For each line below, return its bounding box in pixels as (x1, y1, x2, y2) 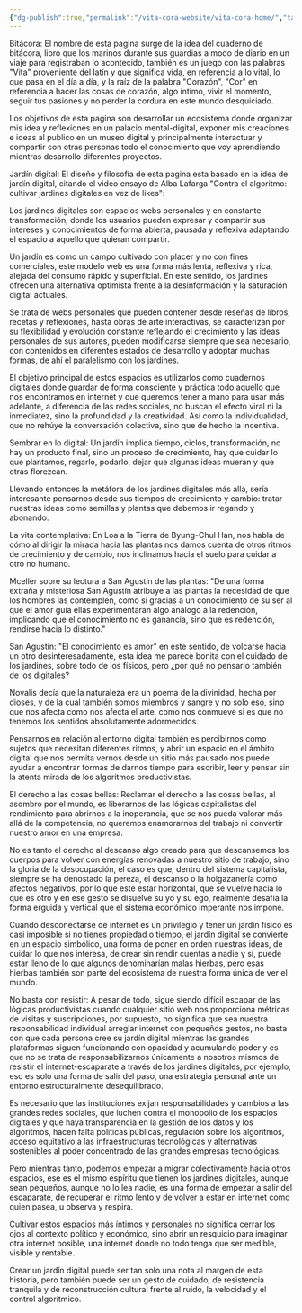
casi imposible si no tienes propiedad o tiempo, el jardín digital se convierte (9, 929, 289, 940)
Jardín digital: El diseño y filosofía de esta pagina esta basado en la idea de (9, 168, 289, 179)
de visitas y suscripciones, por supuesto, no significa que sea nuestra (9, 1013, 268, 1024)
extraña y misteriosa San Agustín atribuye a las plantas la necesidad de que (9, 585, 289, 596)
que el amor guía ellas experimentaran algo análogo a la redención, (9, 604, 259, 615)
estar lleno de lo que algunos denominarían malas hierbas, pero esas (9, 958, 265, 968)
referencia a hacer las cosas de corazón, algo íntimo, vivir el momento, (9, 85, 271, 96)
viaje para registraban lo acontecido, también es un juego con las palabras (9, 57, 286, 67)
